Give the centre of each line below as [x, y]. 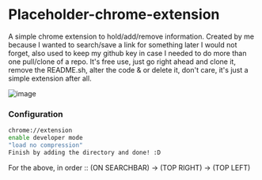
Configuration [36, 114]
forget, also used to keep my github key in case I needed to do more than [127, 53]
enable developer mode [46, 138]
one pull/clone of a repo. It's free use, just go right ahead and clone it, [122, 62]
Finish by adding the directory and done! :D [84, 152]
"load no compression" [46, 145]
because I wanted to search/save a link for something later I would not [123, 44]
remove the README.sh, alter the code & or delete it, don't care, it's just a [128, 69]
